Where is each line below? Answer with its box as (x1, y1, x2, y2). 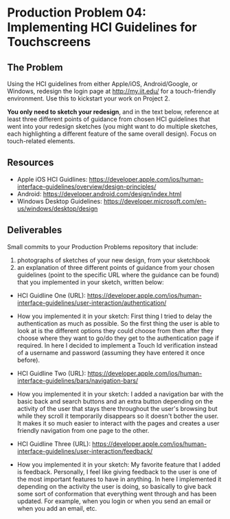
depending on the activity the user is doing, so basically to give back (16, 482, 211, 490)
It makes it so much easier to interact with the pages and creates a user (16, 419, 220, 427)
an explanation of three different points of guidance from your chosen (16, 263, 215, 271)
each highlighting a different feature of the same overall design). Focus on (7, 129, 217, 138)
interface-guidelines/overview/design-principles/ (16, 182, 157, 191)
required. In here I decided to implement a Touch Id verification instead (16, 341, 218, 349)
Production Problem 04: (7, 5, 146, 21)
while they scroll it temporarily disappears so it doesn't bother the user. (16, 412, 219, 420)
